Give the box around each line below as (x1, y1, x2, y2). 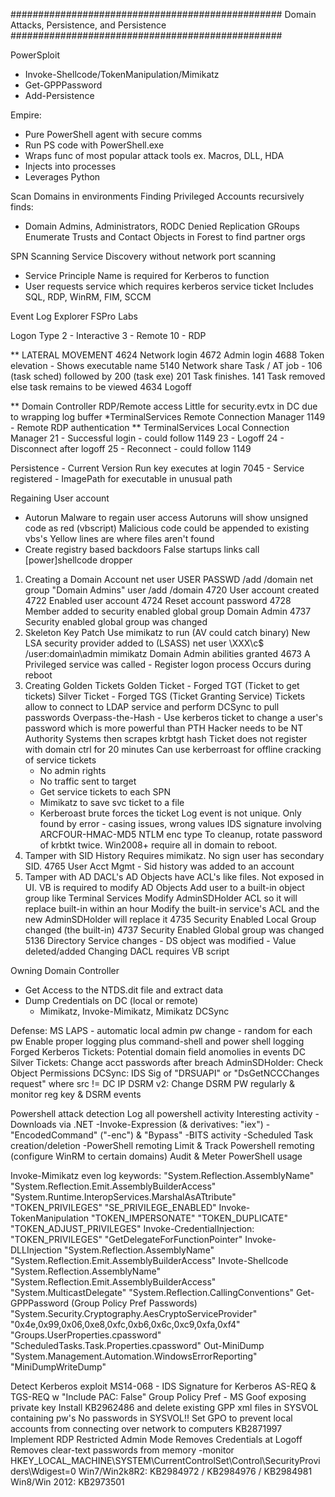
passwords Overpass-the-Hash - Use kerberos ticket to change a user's (24, 712, 323, 723)
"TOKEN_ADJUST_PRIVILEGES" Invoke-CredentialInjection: (10, 1223, 255, 1234)
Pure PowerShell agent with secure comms (24, 129, 203, 140)
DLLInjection (10, 1244, 63, 1256)
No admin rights (39, 765, 107, 776)
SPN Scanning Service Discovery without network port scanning (10, 250, 277, 262)
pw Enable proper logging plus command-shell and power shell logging (10, 1035, 305, 1047)
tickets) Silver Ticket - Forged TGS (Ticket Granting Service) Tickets (24, 690, 306, 702)
